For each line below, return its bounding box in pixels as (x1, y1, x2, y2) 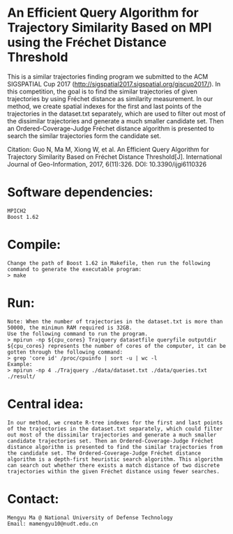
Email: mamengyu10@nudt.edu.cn (7, 520, 98, 527)
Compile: (7, 237, 61, 252)
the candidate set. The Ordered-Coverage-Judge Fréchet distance (7, 450, 201, 457)
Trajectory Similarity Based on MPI (7, 20, 212, 36)
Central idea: (7, 396, 84, 412)
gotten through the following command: (7, 349, 123, 356)
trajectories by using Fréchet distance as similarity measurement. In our (7, 94, 213, 102)
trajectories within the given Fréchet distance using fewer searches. (7, 468, 220, 475)
